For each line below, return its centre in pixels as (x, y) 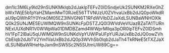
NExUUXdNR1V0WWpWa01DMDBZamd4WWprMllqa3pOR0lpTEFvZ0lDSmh (83, 29)
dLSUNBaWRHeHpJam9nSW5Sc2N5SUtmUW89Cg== (62, 45)
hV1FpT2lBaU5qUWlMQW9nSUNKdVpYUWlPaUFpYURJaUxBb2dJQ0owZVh (84, 34)
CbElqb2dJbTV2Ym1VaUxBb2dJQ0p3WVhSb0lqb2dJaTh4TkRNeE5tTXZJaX (85, 39)
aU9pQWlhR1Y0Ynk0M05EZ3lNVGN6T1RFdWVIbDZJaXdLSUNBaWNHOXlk (83, 18)
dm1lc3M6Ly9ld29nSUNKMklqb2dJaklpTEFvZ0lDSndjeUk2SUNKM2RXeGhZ (84, 7)
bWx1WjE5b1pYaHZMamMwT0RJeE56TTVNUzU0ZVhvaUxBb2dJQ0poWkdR (85, 13)
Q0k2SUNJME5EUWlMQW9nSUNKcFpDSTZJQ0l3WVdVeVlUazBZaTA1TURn (85, 23)
